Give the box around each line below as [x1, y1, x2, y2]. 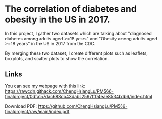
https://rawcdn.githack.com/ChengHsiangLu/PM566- [5, 88, 114, 94]
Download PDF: [5, 103, 37, 109]
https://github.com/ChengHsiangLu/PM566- [38, 103, 128, 109]
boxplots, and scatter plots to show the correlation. [5, 55, 109, 61]
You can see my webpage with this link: [5, 83, 85, 89]
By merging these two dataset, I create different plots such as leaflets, [5, 50, 148, 56]
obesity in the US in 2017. [5, 14, 110, 25]
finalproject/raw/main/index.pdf [5, 108, 70, 114]
